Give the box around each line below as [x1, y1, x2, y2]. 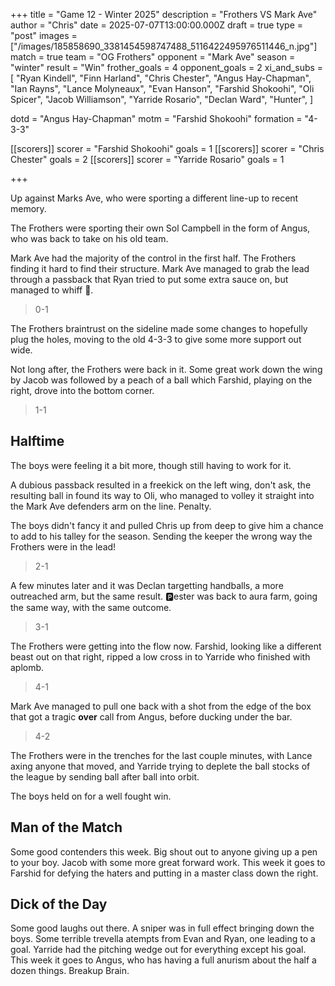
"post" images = [10, 30, 78, 41]
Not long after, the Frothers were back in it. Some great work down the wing [10, 364, 323, 375]
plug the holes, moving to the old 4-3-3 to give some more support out [10, 334, 302, 345]
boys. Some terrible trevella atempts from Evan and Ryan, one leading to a [10, 933, 316, 945]
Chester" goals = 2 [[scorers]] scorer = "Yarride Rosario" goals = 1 [10, 154, 285, 165]
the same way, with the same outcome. [10, 601, 172, 613]
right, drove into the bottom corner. [10, 385, 155, 396]
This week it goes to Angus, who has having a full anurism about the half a [10, 954, 317, 966]
